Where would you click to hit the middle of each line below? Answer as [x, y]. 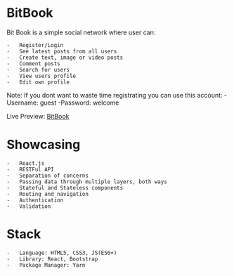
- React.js [26, 163]
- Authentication [35, 200]
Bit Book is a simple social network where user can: [81, 32]
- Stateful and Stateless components [65, 188]
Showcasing [44, 145]
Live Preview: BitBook [38, 116]
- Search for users [38, 70]
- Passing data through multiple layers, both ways [87, 182]
